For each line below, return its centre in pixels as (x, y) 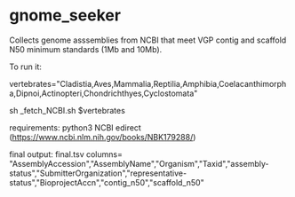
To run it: (26, 67)
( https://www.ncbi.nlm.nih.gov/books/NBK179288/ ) (103, 137)
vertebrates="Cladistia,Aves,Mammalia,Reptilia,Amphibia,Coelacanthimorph (148, 83)
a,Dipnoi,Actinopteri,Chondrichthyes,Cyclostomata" (104, 93)
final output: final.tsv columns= (66, 154)
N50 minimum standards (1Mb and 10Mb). (86, 49)
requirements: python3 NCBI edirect (76, 127)
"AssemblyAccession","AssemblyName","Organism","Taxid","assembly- (139, 163)
